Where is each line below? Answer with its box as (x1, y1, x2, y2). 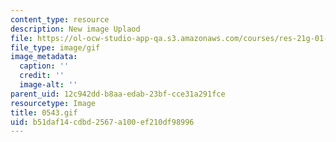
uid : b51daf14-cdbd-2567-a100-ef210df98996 (10, 117, 195, 127)
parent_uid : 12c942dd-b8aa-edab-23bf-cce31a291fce (10, 89, 226, 99)
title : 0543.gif (10, 107, 78, 118)
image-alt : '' (19, 80, 78, 90)
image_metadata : (10, 52, 78, 62)
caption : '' (19, 61, 70, 71)
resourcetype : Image (10, 98, 97, 108)
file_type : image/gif (10, 42, 101, 53)
